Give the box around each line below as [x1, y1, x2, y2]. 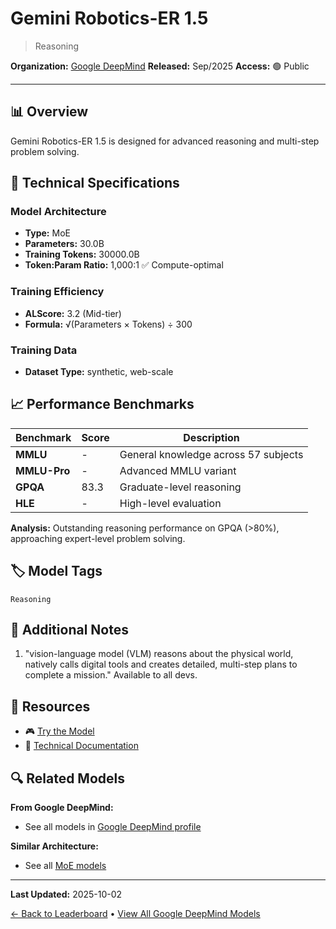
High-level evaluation [119, 496, 222, 510]
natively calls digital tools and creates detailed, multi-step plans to [24, 658, 298, 671]
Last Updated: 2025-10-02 [10, 888, 123, 901]
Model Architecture [10, 205, 107, 219]
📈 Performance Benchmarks [10, 396, 195, 413]
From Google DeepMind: [10, 802, 114, 814]
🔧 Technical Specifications [10, 175, 180, 192]
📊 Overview [10, 103, 89, 121]
